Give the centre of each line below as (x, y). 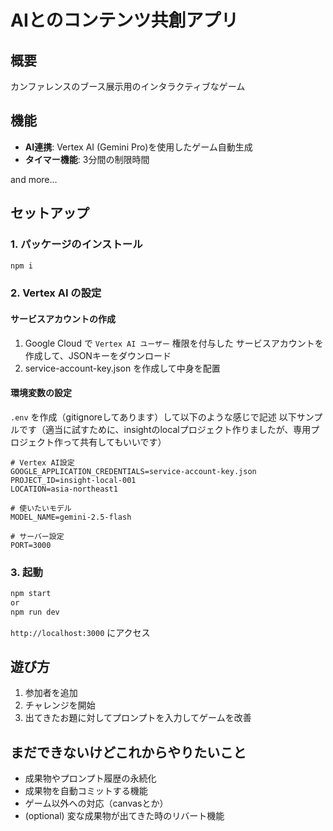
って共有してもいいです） (114, 442)
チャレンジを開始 (60, 705)
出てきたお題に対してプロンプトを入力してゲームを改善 (138, 718)
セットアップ (50, 213)
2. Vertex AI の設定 (56, 293)
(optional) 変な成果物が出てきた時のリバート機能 (124, 816)
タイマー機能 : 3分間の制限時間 (87, 159)
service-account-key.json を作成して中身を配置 (122, 368)
